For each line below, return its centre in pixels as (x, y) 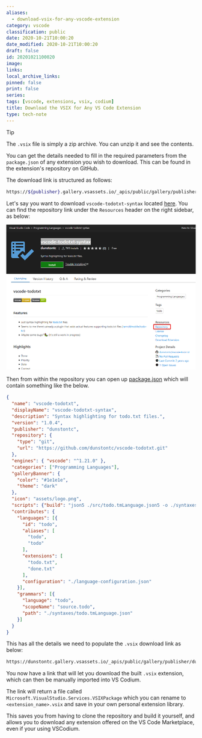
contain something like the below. (47, 386)
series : (16, 95)
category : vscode (28, 25)
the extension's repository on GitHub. (53, 168)
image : (14, 63)
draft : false (23, 51)
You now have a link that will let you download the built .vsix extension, (95, 674)
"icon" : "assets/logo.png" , (47, 499)
